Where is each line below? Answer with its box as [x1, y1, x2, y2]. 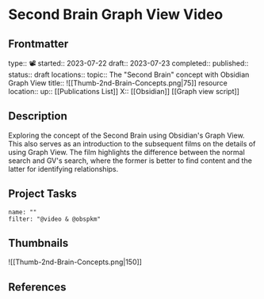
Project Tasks [8, 187, 78, 201]
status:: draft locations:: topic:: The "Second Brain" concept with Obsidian [8, 70, 250, 79]
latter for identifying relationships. [8, 164, 119, 173]
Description [8, 109, 67, 123]
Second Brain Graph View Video [8, 6, 224, 24]
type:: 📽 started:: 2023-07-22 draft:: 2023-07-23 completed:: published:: [8, 59, 249, 68]
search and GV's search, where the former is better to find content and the [8, 156, 252, 165]
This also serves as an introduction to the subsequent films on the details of [8, 138, 256, 148]
